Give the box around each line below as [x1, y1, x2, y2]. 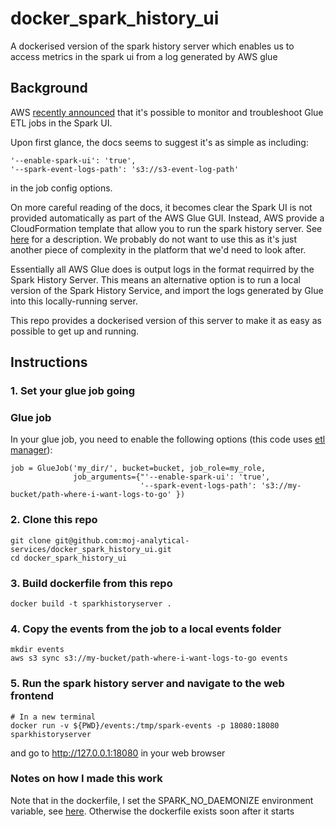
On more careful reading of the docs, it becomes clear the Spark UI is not [10, 201, 313, 213]
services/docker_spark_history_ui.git [10, 544, 172, 554]
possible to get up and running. [10, 325, 140, 337]
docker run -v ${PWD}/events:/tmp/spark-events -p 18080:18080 [10, 720, 280, 731]
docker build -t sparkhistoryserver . [10, 598, 172, 609]
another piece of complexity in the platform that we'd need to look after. [10, 243, 307, 256]
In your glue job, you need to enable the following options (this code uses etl [10, 433, 326, 446]
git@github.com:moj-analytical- [54, 535, 190, 546]
